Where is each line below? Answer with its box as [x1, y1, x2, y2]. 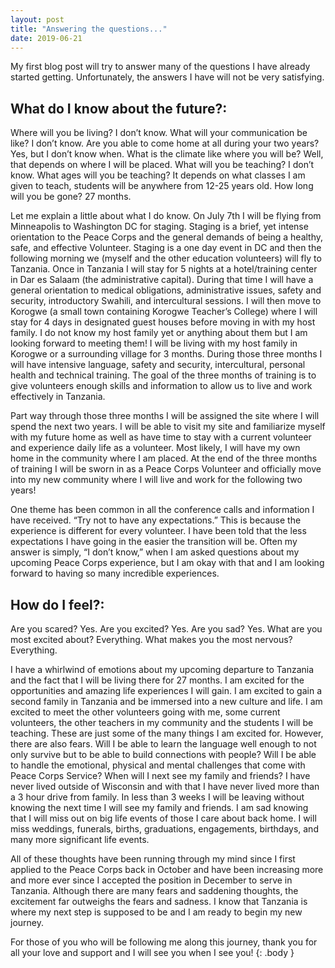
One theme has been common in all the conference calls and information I [10, 504, 315, 516]
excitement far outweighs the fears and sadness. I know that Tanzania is [10, 896, 308, 907]
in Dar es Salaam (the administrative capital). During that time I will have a [10, 274, 314, 286]
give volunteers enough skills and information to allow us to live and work [10, 380, 313, 392]
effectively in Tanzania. [10, 391, 106, 403]
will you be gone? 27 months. [10, 191, 132, 203]
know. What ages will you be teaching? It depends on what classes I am [10, 169, 306, 181]
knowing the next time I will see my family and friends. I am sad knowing [10, 802, 309, 813]
